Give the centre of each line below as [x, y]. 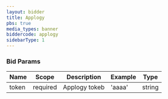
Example [123, 77]
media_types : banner [33, 29]
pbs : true [19, 23]
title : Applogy [26, 18]
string [150, 87]
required [45, 87]
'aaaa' [119, 87]
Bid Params [23, 61]
